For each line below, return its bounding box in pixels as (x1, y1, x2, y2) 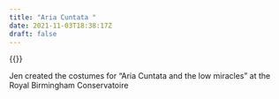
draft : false (9, 29, 57, 38)
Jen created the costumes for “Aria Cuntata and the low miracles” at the (9, 71, 271, 81)
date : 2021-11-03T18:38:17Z (9, 21, 113, 30)
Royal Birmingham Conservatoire (9, 80, 129, 91)
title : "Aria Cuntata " (9, 12, 97, 22)
